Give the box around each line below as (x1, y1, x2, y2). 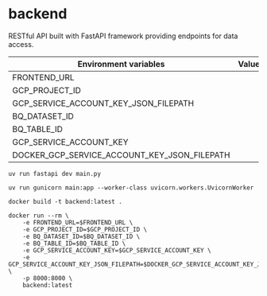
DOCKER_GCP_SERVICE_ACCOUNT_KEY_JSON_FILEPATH (12, 149, 230, 160)
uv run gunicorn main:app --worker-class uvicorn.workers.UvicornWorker (8, 184, 254, 192)
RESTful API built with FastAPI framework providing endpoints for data (8, 31, 238, 41)
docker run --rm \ (8, 212, 69, 220)
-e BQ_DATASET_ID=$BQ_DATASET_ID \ (22, 232, 141, 240)
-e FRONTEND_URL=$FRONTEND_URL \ (22, 218, 133, 227)
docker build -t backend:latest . (8, 197, 123, 205)
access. (8, 39, 34, 49)
